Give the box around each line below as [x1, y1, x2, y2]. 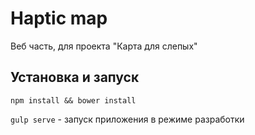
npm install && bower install [10, 95, 137, 106]
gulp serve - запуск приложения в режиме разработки [10, 113, 245, 125]
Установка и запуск [10, 69, 140, 86]
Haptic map [10, 7, 108, 30]
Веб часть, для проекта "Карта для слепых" [10, 40, 198, 52]
